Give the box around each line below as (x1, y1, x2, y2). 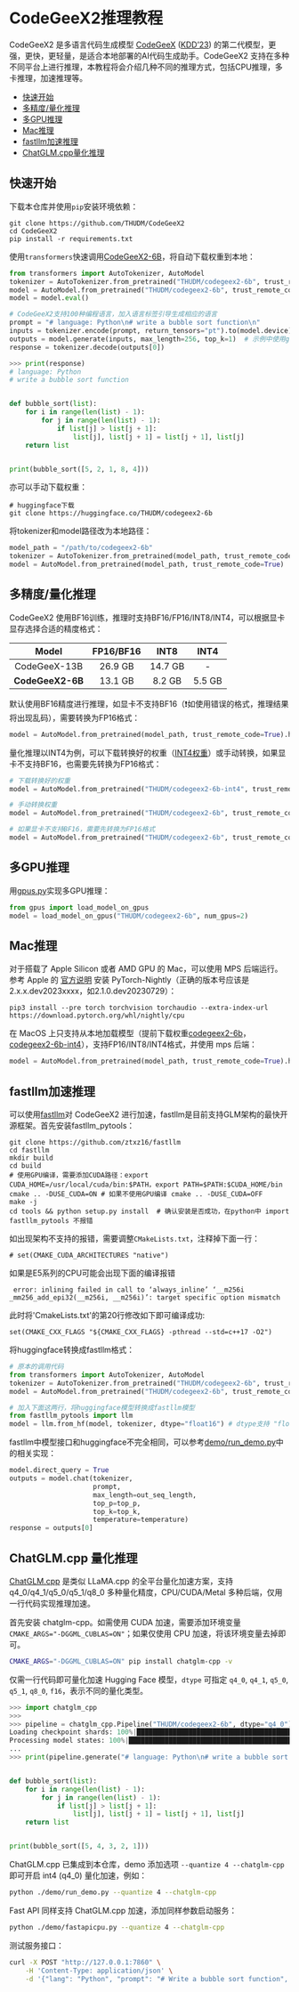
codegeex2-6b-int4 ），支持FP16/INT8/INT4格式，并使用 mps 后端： (9, 1039, 258, 1050)
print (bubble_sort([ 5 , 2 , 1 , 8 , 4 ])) (9, 465, 149, 474)
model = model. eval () (9, 294, 90, 303)
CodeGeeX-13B (14, 660, 83, 672)
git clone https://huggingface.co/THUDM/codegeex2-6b (9, 509, 214, 518)
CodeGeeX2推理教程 (9, 8, 164, 28)
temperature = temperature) (93, 1515, 190, 1525)
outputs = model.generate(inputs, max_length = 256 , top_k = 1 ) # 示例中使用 (9, 335, 287, 344)
